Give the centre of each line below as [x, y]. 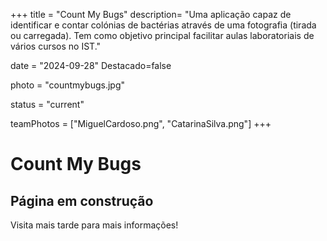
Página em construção [82, 200]
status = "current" [47, 104]
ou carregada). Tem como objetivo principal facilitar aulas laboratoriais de [162, 35]
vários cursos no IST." [56, 46]
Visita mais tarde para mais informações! [94, 225]
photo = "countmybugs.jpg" [67, 85]
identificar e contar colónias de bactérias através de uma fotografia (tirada [163, 25]
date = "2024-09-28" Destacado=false [91, 65]
